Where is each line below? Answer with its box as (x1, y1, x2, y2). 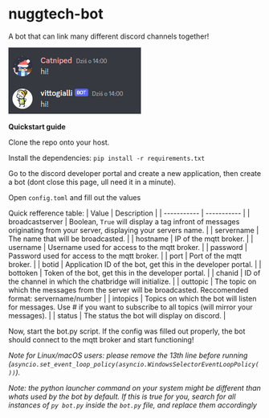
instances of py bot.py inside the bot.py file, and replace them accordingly (8, 400, 257, 410)
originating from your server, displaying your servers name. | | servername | (8, 225, 259, 235)
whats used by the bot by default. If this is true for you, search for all (8, 391, 236, 401)
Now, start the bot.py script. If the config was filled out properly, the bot (8, 326, 246, 336)
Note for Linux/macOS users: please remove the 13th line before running (8, 350, 248, 360)
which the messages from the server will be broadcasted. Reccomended (8, 285, 249, 294)
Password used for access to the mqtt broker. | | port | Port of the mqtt (8, 251, 243, 260)
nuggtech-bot (8, 5, 104, 23)
